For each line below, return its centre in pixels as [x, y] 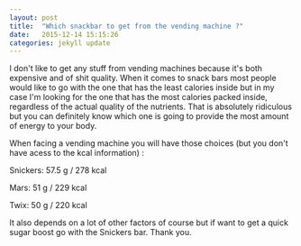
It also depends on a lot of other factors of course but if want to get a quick [149, 223]
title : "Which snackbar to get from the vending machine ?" [127, 26]
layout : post [34, 18]
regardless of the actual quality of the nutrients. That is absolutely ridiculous [151, 107]
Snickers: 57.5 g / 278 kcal [58, 170]
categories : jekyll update [60, 43]
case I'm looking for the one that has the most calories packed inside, [138, 97]
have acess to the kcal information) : [77, 153]
